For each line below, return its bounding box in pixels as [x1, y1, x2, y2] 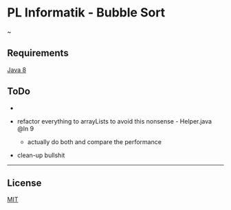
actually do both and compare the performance [27, 137, 162, 145]
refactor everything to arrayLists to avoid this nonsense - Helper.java [16, 117, 212, 125]
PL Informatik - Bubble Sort [7, 5, 166, 21]
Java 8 [7, 65, 26, 73]
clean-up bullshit [16, 151, 65, 159]
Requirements [7, 47, 69, 59]
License [7, 177, 42, 189]
